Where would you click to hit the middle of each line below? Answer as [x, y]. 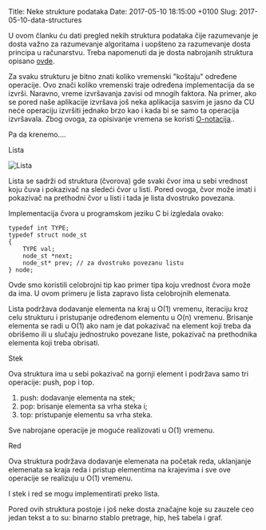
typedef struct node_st [48, 235]
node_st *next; [48, 256]
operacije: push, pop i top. [51, 382]
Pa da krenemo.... [37, 134]
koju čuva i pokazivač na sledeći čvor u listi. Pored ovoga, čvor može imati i [132, 189]
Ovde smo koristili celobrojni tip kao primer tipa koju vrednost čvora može [129, 285]
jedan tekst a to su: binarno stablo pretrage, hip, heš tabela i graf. [116, 518]
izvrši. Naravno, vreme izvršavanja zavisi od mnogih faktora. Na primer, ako [133, 94]
